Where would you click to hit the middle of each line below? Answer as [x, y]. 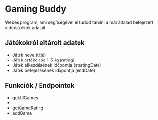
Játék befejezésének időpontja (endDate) [54, 70]
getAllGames [25, 97]
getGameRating [28, 108]
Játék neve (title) [29, 55]
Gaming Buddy [36, 9]
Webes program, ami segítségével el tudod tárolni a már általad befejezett [79, 22]
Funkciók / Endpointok [40, 86]
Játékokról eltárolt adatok [45, 43]
